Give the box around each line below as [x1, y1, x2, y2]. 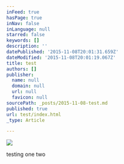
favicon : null [12, 94, 48, 100]
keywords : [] [6, 37, 40, 43]
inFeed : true [6, 9, 40, 15]
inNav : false [6, 20, 40, 26]
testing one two [6, 151, 46, 158]
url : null [12, 89, 37, 95]
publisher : [6, 72, 34, 78]
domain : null [12, 83, 45, 89]
